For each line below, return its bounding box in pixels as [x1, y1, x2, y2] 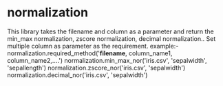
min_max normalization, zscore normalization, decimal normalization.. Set [7, 34, 216, 42]
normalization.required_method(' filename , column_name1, [7, 49, 173, 57]
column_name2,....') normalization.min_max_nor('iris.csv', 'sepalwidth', [7, 56, 207, 64]
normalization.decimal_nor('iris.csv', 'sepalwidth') [7, 70, 148, 79]
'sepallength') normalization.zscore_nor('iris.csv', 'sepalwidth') [7, 63, 186, 72]
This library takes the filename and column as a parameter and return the [7, 27, 215, 35]
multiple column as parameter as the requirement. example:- [7, 42, 179, 50]
